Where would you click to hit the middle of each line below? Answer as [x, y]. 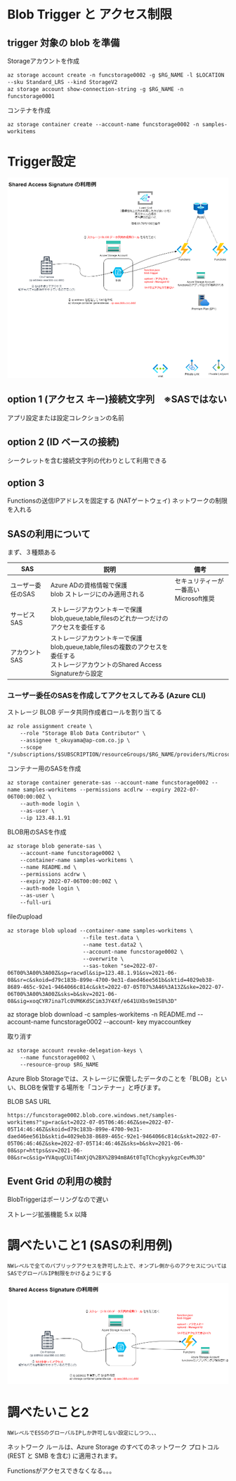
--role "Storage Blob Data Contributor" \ [83, 734]
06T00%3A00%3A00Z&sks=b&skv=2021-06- [63, 995]
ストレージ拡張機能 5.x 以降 [47, 1215]
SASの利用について [49, 534]
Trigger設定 [41, 162]
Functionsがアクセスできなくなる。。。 [61, 1470]
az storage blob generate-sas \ [54, 847]
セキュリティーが [199, 580]
